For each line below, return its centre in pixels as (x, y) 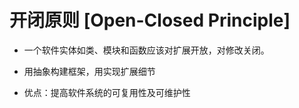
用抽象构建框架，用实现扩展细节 (89, 71)
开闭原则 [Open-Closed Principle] (150, 20)
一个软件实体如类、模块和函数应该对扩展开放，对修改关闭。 (146, 50)
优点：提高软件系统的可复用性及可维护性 (107, 92)
